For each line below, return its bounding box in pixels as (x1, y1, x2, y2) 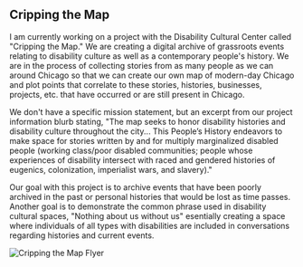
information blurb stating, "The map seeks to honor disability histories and (9, 116, 287, 127)
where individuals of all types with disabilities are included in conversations (9, 220, 290, 231)
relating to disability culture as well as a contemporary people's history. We (9, 50, 289, 62)
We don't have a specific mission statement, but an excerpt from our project (9, 106, 293, 117)
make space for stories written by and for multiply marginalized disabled (9, 135, 279, 146)
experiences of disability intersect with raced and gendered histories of (9, 154, 276, 166)
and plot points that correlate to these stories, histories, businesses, (9, 79, 262, 90)
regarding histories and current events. (9, 230, 155, 241)
